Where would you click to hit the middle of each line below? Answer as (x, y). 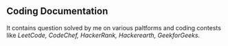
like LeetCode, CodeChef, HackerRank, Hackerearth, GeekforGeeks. (103, 35)
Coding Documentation (57, 11)
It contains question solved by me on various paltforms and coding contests (114, 27)
